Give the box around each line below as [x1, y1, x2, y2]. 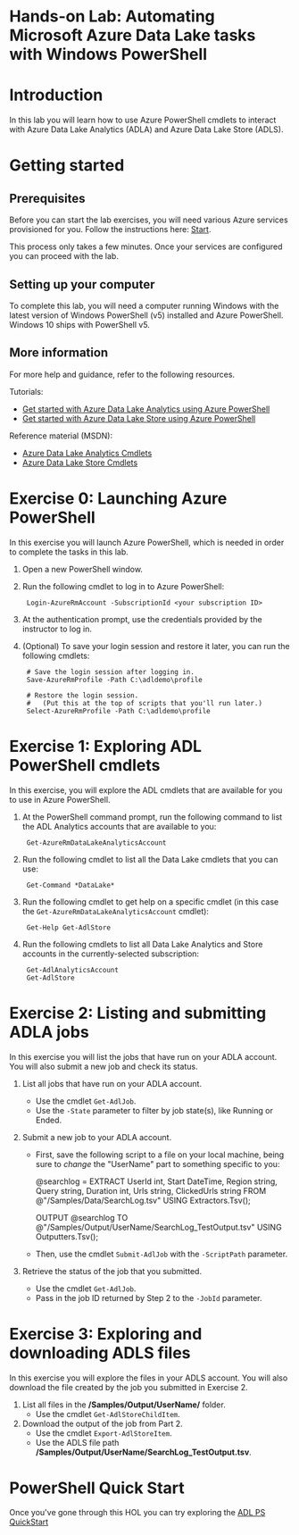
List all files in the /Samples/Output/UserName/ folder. [21, 1399, 226, 1410]
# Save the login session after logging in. [26, 667, 195, 676]
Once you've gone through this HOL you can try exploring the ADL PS [9, 1507, 266, 1518]
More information [9, 346, 109, 361]
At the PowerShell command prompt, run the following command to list [21, 811, 283, 822]
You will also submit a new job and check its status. [9, 1061, 198, 1072]
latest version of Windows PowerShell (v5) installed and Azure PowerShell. [9, 310, 284, 321]
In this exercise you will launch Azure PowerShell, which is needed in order [9, 537, 285, 547]
